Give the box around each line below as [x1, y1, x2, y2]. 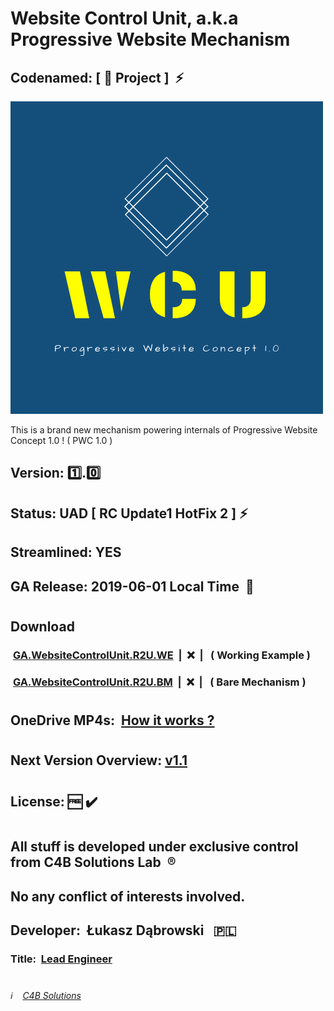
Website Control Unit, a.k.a [10, 7, 239, 30]
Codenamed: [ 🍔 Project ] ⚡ [10, 69, 185, 86]
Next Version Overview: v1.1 [10, 752, 188, 769]
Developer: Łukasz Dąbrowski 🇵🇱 [10, 922, 237, 939]
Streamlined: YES [10, 544, 122, 561]
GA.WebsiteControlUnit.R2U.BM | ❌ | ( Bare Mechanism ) [12, 675, 307, 689]
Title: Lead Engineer [10, 952, 113, 966]
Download [10, 618, 75, 635]
